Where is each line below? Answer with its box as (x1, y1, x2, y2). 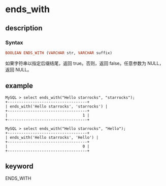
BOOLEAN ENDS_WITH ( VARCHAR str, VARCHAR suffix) (5, 50, 113, 55)
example (5, 82, 34, 90)
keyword (5, 162, 34, 170)
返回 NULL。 (5, 66, 32, 72)
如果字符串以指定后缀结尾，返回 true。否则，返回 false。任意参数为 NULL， (5, 60, 164, 66)
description (5, 24, 43, 32)
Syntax (5, 39, 23, 46)
